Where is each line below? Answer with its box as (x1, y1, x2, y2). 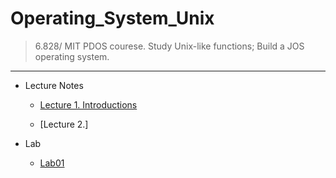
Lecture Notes (24, 79, 84, 91)
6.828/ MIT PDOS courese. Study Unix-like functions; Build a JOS (34, 40, 305, 52)
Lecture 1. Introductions (39, 98, 138, 111)
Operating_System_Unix (10, 7, 215, 30)
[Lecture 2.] (39, 118, 89, 130)
